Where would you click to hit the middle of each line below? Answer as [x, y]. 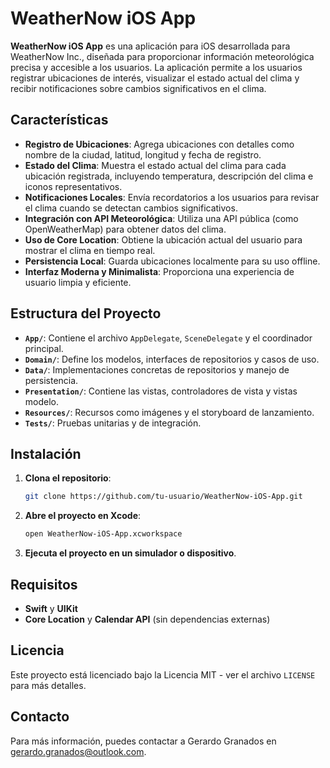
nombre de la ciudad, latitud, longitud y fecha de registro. [143, 154]
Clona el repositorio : [68, 478]
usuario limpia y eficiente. [78, 282]
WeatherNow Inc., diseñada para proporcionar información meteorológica [162, 56]
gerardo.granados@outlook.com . [78, 751]
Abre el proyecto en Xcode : [83, 516]
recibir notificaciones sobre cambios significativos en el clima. [138, 88]
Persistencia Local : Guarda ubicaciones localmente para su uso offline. [172, 261]
